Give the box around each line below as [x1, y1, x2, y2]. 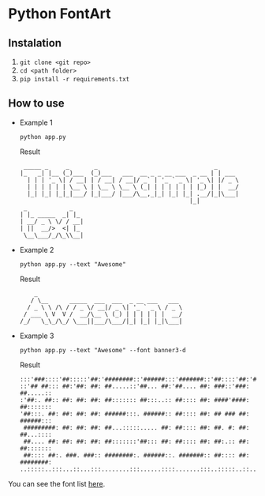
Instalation [8, 36, 62, 50]
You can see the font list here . [8, 479, 106, 488]
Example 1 [19, 118, 53, 127]
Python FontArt [8, 5, 112, 23]
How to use [8, 96, 65, 111]
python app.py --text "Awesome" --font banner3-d [19, 346, 187, 354]
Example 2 [19, 245, 54, 254]
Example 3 [19, 331, 54, 340]
